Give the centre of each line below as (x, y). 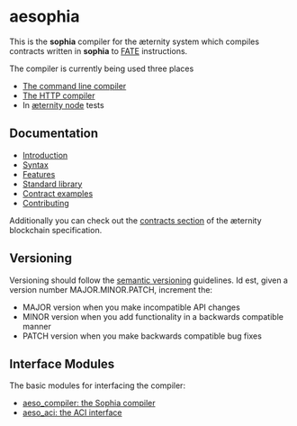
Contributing (45, 203)
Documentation (54, 134)
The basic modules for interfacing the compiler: (98, 385)
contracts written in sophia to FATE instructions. (99, 50)
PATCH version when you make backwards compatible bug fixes (142, 336)
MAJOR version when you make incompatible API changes (131, 307)
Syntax (36, 165)
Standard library (52, 184)
